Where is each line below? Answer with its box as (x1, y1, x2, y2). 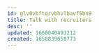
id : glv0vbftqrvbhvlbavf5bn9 (7, 10, 92, 17)
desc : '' (7, 23, 33, 30)
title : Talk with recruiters (7, 17, 92, 23)
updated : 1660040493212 (7, 29, 77, 36)
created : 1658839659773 (7, 36, 77, 43)
